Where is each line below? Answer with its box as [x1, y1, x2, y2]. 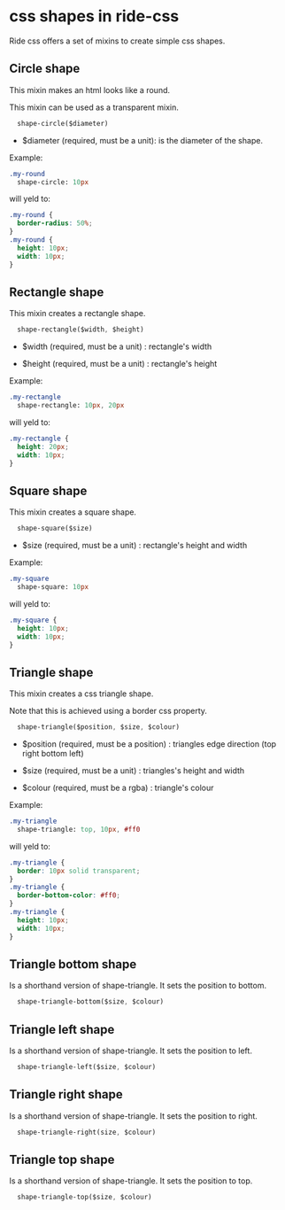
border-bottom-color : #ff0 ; [17, 891, 121, 900]
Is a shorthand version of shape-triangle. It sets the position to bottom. [9, 981, 267, 991]
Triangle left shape [9, 1021, 115, 1037]
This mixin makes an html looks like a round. [9, 84, 171, 95]
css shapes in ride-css [9, 6, 180, 27]
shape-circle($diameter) [17, 119, 109, 128]
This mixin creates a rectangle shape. [9, 308, 146, 319]
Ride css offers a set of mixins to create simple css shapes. [9, 35, 226, 46]
